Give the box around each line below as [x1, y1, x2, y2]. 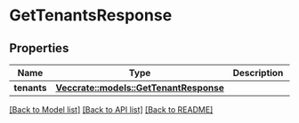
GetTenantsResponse [9, 5, 173, 26]
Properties [9, 41, 69, 56]
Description [232, 67, 284, 79]
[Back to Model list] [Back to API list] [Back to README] [9, 104, 214, 115]
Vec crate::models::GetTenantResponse [55, 81, 224, 94]
